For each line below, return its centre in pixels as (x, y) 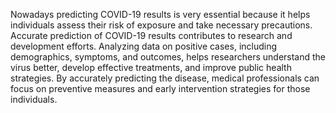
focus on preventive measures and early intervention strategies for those (160, 88)
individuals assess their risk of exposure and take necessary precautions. (161, 25)
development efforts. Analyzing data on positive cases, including (144, 46)
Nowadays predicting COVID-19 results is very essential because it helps (160, 14)
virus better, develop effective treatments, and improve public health (151, 67)
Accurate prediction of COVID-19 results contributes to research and (151, 35)
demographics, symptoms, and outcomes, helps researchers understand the (168, 57)
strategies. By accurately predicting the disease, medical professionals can (165, 78)
